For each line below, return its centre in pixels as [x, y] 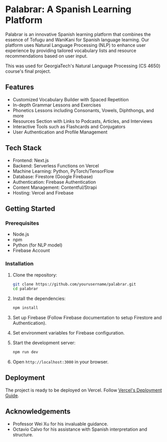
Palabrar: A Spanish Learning [68, 9]
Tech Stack [23, 148]
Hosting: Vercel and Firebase [43, 192]
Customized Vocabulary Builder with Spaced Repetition [71, 99]
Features [20, 87]
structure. [23, 434]
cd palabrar [25, 289]
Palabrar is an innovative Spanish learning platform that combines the [78, 34]
